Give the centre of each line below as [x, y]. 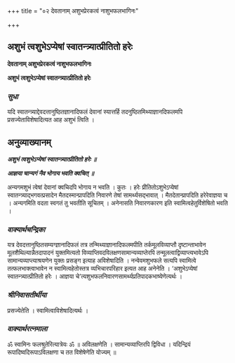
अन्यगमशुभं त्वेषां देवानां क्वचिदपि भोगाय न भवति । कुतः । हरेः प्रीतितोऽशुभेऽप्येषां [93, 187]
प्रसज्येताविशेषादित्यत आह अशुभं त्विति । [51, 120]
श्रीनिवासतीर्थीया [27, 295]
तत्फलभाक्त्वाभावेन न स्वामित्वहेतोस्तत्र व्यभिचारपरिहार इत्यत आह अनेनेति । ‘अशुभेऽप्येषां [102, 269]
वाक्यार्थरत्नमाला [27, 329]
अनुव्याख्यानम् [29, 142]
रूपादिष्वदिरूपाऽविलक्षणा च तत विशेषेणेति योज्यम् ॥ [62, 352]
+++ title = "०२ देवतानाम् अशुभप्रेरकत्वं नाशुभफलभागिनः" [73, 11]
